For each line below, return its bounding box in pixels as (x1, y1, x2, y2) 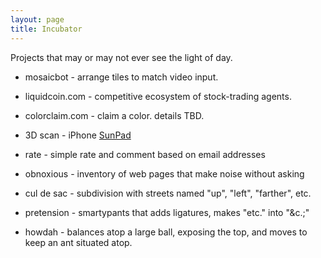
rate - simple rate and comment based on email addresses (24, 148, 266, 160)
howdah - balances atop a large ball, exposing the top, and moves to (24, 226, 308, 238)
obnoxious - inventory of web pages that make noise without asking (24, 167, 305, 180)
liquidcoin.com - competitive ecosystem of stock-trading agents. (24, 90, 292, 102)
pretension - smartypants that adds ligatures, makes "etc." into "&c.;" (24, 206, 310, 218)
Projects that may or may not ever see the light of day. (10, 51, 233, 63)
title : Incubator (10, 24, 83, 34)
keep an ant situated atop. (24, 236, 133, 248)
